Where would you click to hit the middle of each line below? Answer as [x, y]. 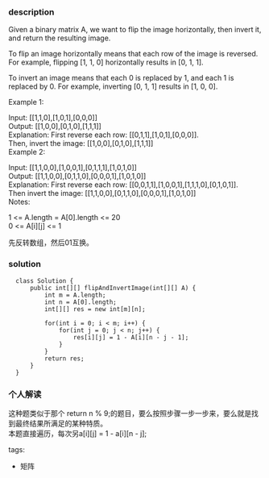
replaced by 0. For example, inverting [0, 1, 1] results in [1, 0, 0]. [113, 86]
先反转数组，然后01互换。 [51, 243]
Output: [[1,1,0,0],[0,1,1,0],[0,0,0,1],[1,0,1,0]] [77, 177]
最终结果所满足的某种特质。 [61, 423]
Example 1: [26, 102]
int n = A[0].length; [80, 302]
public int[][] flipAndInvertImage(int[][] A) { [113, 288]
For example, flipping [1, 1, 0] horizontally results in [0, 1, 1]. [106, 62]
